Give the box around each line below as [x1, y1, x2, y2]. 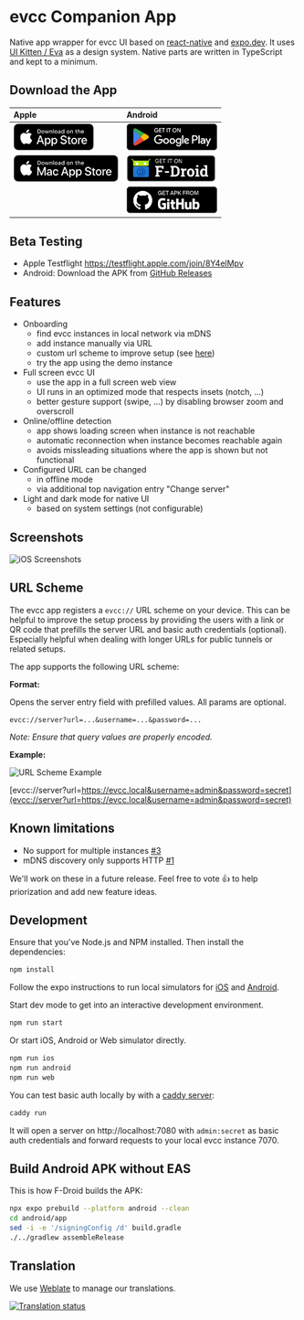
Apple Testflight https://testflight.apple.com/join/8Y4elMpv [22, 258, 244, 269]
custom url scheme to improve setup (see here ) [36, 347, 215, 358]
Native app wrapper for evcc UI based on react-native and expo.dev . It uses [9, 37, 295, 48]
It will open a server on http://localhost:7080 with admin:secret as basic [9, 1124, 279, 1135]
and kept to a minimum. [9, 56, 98, 67]
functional [36, 454, 75, 465]
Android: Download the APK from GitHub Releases [22, 268, 213, 279]
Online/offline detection [22, 416, 112, 427]
